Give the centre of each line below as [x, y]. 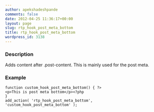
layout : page [18, 23]
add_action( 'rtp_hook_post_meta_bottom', [49, 101]
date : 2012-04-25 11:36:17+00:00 [39, 19]
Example [16, 78]
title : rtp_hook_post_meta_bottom [40, 32]
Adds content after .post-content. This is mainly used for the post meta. [77, 65]
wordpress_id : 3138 [25, 37]
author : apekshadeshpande [31, 10]
